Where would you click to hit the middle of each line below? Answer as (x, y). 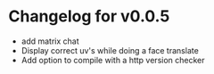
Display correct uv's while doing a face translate (110, 50)
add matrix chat (50, 41)
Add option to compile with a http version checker (113, 60)
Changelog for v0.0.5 (89, 16)
